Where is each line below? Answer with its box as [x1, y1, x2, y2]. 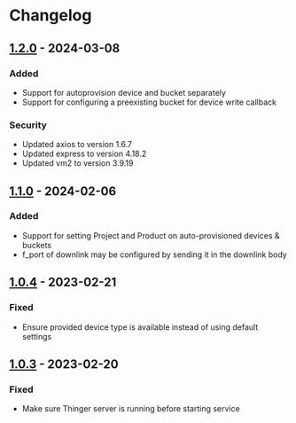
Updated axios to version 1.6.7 [21, 139, 133, 150]
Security [9, 119, 47, 131]
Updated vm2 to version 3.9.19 [21, 158, 134, 168]
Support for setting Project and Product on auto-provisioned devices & [21, 230, 281, 240]
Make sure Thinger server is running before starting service [21, 403, 241, 414]
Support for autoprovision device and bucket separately [21, 87, 226, 98]
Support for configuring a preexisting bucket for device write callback [21, 97, 277, 107]
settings [21, 331, 52, 341]
